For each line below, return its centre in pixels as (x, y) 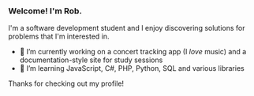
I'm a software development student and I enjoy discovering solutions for (127, 28)
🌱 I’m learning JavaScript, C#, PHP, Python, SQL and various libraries (132, 68)
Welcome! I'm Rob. (45, 11)
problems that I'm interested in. (59, 36)
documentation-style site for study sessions (91, 60)
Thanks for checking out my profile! (66, 83)
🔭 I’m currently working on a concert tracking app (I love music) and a (133, 52)
